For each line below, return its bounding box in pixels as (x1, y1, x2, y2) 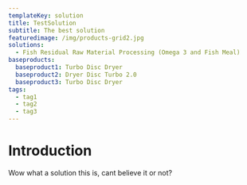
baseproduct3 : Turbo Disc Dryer (15, 78, 123, 86)
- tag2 (15, 100, 37, 108)
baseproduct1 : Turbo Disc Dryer (15, 64, 123, 71)
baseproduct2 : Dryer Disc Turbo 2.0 (15, 71, 137, 79)
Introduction (8, 142, 92, 160)
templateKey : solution (8, 11, 84, 20)
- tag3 (15, 108, 37, 116)
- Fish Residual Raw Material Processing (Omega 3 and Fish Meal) (15, 48, 241, 56)
